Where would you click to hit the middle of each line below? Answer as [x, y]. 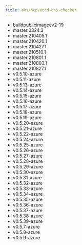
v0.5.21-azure [27, 128]
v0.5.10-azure [27, 74]
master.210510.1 [29, 52]
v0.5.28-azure [28, 161]
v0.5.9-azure [26, 237]
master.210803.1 [30, 63]
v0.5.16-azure [27, 101]
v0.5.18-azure [27, 112]
